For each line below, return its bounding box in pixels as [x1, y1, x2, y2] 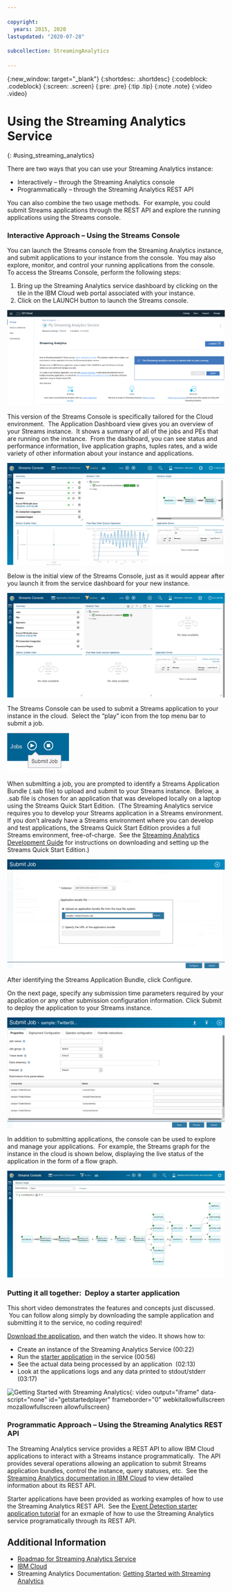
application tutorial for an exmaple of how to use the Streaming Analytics [7, 1509, 214, 1517]
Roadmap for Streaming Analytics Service [17, 1555, 137, 1563]
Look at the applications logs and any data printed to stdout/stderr [17, 1367, 206, 1376]
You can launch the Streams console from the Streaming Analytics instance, [7, 246, 224, 255]
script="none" [7, 1396, 48, 1404]
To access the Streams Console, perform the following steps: [7, 268, 182, 276]
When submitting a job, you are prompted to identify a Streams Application [7, 779, 220, 788]
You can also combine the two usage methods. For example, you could [7, 198, 211, 207]
